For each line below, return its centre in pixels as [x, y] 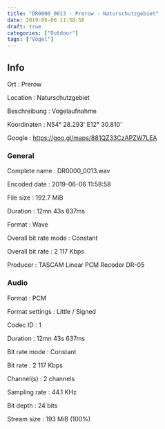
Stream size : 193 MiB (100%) [49, 419]
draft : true [24, 26]
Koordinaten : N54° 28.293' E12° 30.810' [65, 124]
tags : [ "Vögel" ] [30, 40]
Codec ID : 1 [24, 325]
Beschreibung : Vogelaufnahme [52, 111]
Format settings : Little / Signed [52, 311]
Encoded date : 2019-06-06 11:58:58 [59, 184]
